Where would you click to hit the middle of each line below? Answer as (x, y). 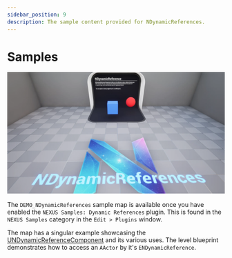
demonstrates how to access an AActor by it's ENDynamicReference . (102, 248)
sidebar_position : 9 (37, 14)
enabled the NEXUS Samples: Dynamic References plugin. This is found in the (115, 212)
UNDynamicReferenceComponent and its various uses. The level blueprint (113, 240)
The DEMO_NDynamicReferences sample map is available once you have (106, 205)
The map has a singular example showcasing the (77, 233)
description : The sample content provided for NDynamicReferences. (106, 22)
